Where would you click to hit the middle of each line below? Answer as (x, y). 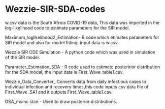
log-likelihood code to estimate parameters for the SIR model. (67, 27)
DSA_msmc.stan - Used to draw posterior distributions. (61, 101)
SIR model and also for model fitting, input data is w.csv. (62, 42)
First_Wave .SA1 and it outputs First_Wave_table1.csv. (59, 92)
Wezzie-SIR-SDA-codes (55, 9)
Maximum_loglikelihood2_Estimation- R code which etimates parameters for (82, 37)
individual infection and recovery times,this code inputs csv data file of (77, 86)
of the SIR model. (23, 57)
